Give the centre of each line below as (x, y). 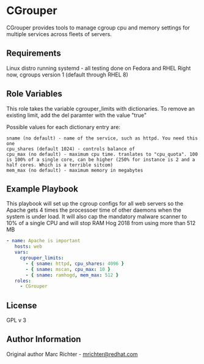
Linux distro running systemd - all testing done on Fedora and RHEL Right (99, 68)
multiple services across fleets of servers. (59, 34)
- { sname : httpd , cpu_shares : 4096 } (75, 264)
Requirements (34, 54)
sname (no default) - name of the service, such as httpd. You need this (102, 138)
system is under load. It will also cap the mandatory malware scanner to (97, 217)
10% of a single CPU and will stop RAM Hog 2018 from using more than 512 (101, 223)
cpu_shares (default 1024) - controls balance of (71, 149)
